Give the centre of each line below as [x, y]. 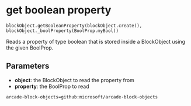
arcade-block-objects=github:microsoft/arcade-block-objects [82, 97]
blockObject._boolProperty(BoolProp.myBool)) [62, 31]
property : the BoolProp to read [52, 86]
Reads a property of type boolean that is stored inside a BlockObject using [96, 41]
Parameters [28, 66]
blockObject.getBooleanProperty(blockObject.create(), [74, 26]
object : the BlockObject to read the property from [74, 80]
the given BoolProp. [30, 48]
